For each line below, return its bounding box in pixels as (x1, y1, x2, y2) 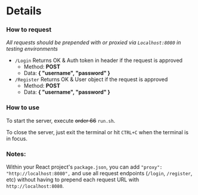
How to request (6, 26, 52, 34)
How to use (6, 103, 40, 112)
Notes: (6, 150, 26, 158)
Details (6, 4, 42, 18)
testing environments (6, 45, 58, 52)
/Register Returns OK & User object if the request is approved (14, 76, 168, 83)
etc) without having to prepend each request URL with (6, 176, 139, 183)
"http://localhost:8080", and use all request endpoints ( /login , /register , (6, 170, 193, 177)
